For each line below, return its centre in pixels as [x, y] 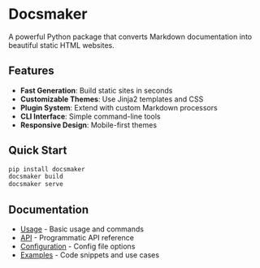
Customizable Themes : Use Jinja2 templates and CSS [112, 99]
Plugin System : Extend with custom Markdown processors [119, 107]
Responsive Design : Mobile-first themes [88, 125]
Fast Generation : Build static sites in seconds [96, 90]
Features [31, 71]
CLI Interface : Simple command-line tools [90, 116]
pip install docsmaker [47, 169]
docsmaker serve [36, 184]
